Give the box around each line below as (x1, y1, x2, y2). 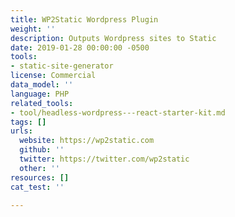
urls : (10, 126, 33, 136)
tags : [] (10, 117, 47, 127)
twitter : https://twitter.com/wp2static (19, 154, 190, 164)
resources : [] (10, 172, 70, 183)
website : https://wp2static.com (19, 136, 155, 146)
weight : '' (10, 24, 56, 34)
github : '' (19, 145, 65, 155)
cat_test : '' (10, 182, 65, 192)
